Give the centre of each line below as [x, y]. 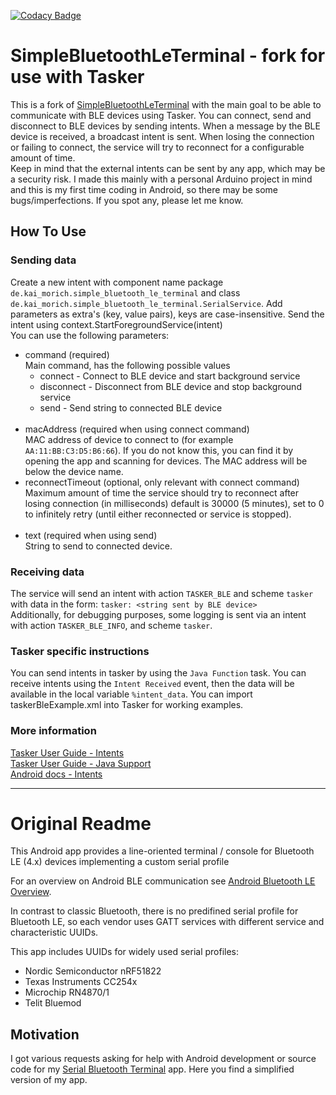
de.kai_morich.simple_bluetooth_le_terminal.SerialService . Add [146, 303]
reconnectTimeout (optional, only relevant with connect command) [162, 482]
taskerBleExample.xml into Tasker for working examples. [127, 705]
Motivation [45, 1034]
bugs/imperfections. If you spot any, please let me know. [127, 200]
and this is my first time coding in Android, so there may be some [144, 189]
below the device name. [74, 471]
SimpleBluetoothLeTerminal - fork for [168, 56]
